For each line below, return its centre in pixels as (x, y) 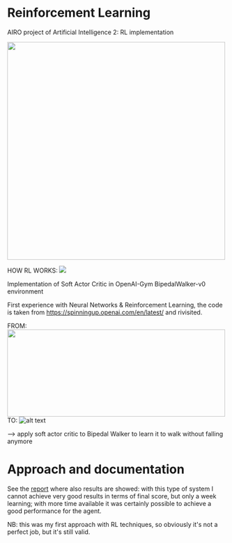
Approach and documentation (96, 469)
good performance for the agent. (55, 511)
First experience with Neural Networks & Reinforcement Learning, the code (115, 305)
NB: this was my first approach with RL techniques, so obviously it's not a (113, 524)
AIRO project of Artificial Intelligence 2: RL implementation (91, 32)
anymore (20, 441)
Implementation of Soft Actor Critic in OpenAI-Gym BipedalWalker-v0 (107, 284)
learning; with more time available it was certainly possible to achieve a (109, 503)
